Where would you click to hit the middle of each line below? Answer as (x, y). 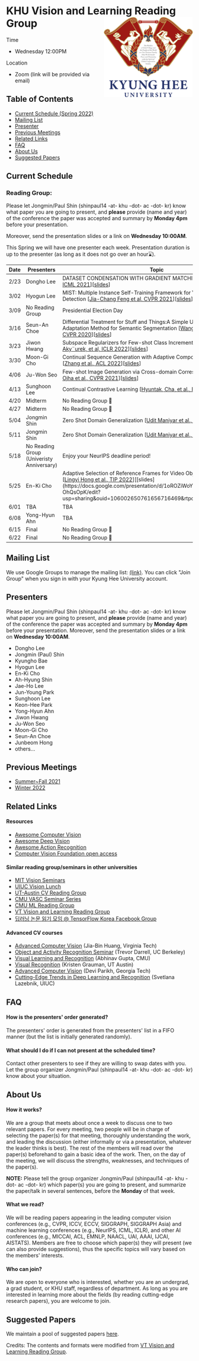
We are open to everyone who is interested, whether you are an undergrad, (98, 1282)
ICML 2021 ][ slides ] (86, 285)
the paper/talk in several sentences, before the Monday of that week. (91, 1191)
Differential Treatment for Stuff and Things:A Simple (125, 321)
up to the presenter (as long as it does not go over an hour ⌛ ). (81, 254)
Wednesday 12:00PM (41, 51)
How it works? (24, 1110)
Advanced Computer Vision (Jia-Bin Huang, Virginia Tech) (86, 946)
